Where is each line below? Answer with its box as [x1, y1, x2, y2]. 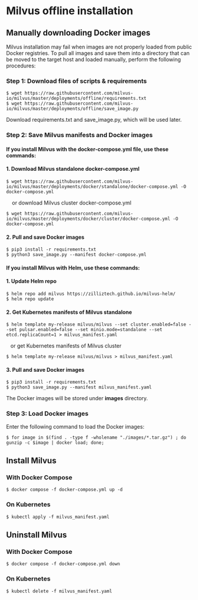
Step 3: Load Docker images [6, 410, 89, 418]
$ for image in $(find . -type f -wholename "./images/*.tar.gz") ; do [6, 434, 186, 440]
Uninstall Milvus [6, 530, 67, 540]
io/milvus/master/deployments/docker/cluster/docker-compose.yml [6, 216, 170, 222]
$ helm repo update [6, 296, 54, 302]
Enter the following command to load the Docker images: [6, 423, 145, 430]
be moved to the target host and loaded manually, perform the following [6, 56, 181, 63]
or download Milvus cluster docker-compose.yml [11, 199, 132, 206]
